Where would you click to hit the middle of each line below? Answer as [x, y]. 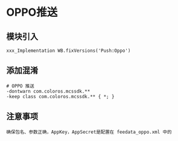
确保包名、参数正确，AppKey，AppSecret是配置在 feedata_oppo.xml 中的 [89, 132]
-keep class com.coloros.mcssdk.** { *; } [60, 96]
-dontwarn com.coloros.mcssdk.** [48, 91]
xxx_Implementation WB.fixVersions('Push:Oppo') [68, 51]
